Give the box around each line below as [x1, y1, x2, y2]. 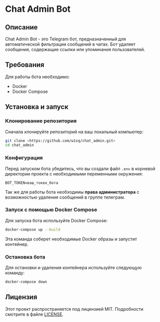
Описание [5, 23, 38, 31]
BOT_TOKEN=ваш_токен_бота [5, 180, 58, 185]
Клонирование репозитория [5, 117, 77, 124]
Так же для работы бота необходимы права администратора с [5, 189, 139, 195]
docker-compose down [5, 279, 48, 285]
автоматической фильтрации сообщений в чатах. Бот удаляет [5, 41, 136, 47]
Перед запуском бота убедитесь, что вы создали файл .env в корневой [5, 166, 156, 172]
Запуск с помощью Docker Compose [5, 206, 97, 213]
